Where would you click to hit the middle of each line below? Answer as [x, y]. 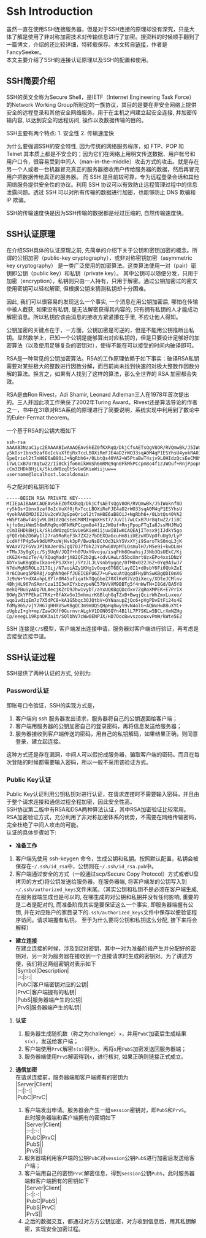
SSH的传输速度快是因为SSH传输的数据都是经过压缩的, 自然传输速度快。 [97, 212]
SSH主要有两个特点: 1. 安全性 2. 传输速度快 [60, 133]
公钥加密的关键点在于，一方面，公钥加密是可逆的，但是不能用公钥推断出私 [100, 330]
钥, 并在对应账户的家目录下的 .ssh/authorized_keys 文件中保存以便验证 [103, 912]
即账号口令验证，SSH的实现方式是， [52, 705]
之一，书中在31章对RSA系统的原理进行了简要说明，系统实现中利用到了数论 [100, 410]
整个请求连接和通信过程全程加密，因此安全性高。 [73, 801]
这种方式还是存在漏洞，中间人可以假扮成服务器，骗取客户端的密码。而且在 [100, 754]
